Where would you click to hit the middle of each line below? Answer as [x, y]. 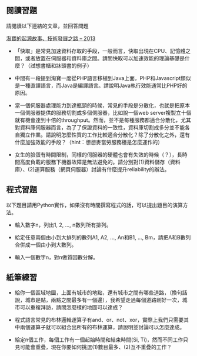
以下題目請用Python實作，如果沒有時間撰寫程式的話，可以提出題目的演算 [95, 205]
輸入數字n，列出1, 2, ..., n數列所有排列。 [63, 225]
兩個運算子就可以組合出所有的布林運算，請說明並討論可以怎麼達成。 [102, 327]
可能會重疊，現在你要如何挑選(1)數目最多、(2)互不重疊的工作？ [96, 347]
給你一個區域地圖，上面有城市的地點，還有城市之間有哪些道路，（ [93, 292]
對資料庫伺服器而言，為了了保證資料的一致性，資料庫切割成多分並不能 [100, 127]
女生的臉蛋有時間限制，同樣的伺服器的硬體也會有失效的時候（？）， [96, 154]
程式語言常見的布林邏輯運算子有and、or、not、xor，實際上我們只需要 [99, 320]
